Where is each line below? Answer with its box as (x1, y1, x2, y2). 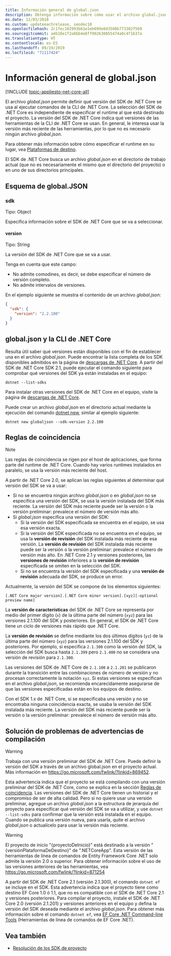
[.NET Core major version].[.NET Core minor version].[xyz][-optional (5, 593, 158, 598)
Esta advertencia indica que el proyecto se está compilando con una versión (5, 779, 165, 785)
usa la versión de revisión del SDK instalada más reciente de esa (20, 536, 157, 542)
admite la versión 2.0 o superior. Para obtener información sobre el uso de (5, 858, 161, 864)
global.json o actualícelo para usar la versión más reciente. (5, 822, 129, 828)
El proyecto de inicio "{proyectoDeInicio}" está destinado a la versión (5, 842, 150, 848)
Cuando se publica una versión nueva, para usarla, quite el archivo (5, 817, 145, 823)
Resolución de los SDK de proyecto (12, 945, 87, 951)
